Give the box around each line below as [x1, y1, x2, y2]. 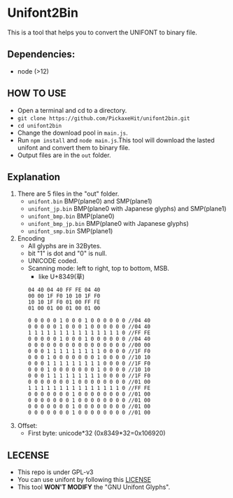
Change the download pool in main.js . [17, 128, 128, 137]
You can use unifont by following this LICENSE [17, 476, 152, 484]
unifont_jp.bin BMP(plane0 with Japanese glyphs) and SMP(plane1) [27, 205, 227, 213]
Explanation [7, 170, 61, 183]
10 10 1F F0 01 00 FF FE [27, 299, 101, 306]
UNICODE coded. [27, 257, 78, 265]
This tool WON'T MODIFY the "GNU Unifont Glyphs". [17, 483, 170, 492]
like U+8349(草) [38, 272, 85, 281]
